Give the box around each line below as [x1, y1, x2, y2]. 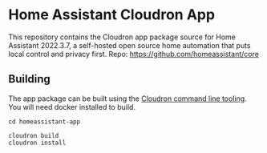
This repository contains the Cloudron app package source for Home [8, 32, 237, 42]
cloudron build [8, 131, 59, 139]
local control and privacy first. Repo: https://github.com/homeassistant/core [8, 49, 259, 58]
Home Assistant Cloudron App [8, 6, 215, 24]
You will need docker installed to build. [8, 102, 136, 111]
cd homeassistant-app [8, 118, 81, 126]
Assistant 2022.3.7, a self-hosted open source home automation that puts [8, 40, 251, 50]
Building [8, 72, 51, 86]
